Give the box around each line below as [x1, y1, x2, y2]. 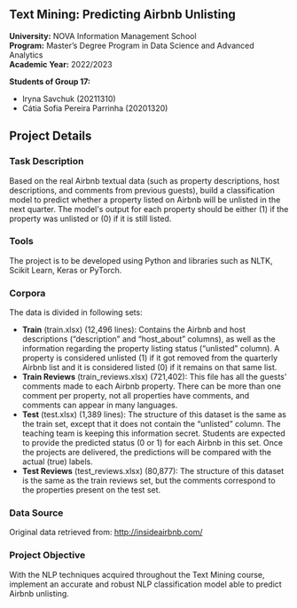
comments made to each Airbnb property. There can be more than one [21, 381, 282, 391]
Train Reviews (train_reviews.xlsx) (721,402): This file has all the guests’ [21, 372, 287, 383]
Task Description [9, 155, 84, 168]
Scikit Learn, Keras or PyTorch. [9, 265, 122, 275]
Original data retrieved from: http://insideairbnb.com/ [9, 527, 203, 538]
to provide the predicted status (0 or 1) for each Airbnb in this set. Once [21, 438, 284, 448]
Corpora [9, 287, 46, 299]
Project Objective [9, 549, 86, 562]
